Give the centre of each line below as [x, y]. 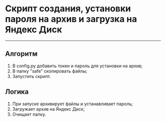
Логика [17, 92]
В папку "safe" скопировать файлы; [50, 71]
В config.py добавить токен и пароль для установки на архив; [77, 66]
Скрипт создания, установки [68, 9]
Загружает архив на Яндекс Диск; [48, 109]
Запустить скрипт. [31, 76]
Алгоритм [21, 54]
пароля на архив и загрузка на [71, 19]
